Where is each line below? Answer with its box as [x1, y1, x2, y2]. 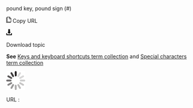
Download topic [6, 41, 46, 49]
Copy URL [12, 17, 38, 25]
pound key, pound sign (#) [6, 5, 72, 12]
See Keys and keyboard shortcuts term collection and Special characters [6, 53, 187, 60]
